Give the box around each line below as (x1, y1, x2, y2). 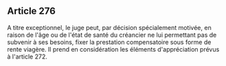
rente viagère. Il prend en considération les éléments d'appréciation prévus (7, 45, 220, 53)
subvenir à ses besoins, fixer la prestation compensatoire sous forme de (7, 37, 212, 46)
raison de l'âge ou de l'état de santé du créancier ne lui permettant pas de (7, 31, 217, 39)
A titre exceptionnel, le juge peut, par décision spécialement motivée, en (7, 23, 212, 31)
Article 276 (7, 5, 56, 17)
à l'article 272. (7, 52, 48, 61)
